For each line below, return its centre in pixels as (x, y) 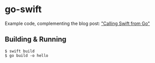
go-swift (23, 9)
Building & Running (36, 39)
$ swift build (20, 51)
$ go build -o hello (27, 55)
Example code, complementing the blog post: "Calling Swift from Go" (77, 23)
